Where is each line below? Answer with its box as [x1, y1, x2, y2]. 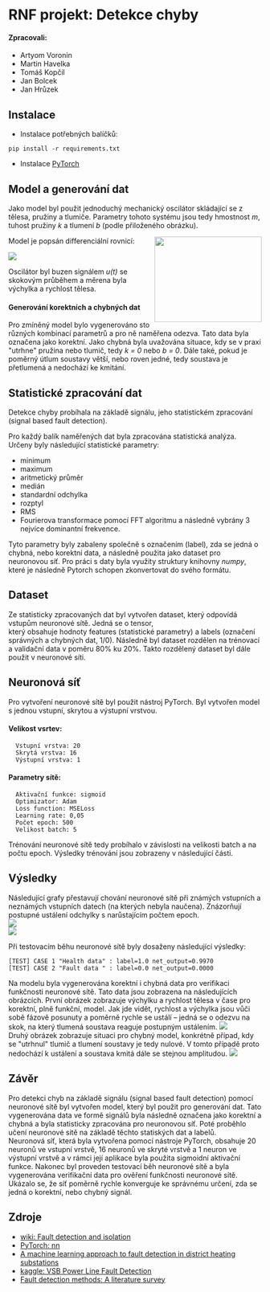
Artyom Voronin [19, 51, 72, 60]
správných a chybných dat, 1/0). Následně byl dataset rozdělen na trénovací [8, 635, 260, 644]
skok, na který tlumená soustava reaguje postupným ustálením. [8, 1022, 218, 1032]
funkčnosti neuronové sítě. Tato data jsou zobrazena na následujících [8, 987, 238, 996]
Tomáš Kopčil [19, 67, 66, 77]
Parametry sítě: [8, 773, 62, 783]
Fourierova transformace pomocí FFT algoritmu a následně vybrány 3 [19, 516, 251, 525]
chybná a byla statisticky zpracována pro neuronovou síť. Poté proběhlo [8, 1118, 247, 1128]
